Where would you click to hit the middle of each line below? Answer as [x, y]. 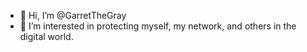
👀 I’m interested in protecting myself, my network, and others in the [158, 26]
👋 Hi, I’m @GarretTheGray [73, 15]
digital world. [46, 36]
